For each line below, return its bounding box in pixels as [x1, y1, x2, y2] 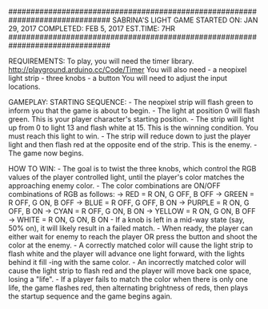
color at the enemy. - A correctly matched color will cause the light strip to [8, 240, 254, 250]
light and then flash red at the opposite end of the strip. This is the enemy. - [8, 140, 258, 149]
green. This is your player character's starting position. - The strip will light [8, 114, 254, 123]
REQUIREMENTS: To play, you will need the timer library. [8, 56, 194, 66]
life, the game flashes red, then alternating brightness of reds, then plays [8, 283, 249, 292]
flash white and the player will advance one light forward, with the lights [8, 249, 246, 259]
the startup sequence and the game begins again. [8, 291, 173, 301]
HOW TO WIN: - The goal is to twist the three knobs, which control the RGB [8, 164, 257, 173]
